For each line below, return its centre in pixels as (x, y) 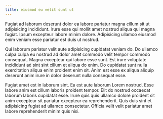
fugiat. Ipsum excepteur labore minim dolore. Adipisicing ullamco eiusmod (81, 34)
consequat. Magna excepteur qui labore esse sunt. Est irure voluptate (76, 59)
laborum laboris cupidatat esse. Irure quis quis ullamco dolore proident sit (80, 95)
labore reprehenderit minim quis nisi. (42, 111)
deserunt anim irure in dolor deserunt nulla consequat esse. (66, 75)
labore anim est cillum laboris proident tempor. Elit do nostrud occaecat (78, 90)
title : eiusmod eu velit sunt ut (40, 10)
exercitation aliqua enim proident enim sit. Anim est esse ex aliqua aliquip (80, 70)
